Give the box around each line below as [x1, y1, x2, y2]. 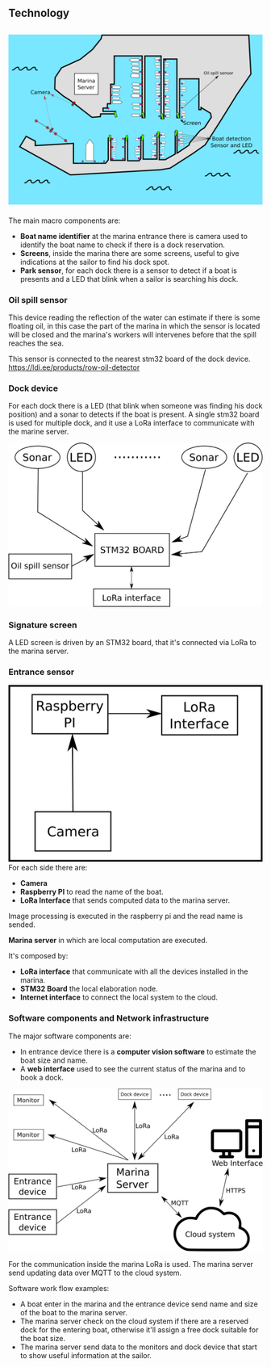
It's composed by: [8, 951, 69, 961]
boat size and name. [19, 1055, 88, 1065]
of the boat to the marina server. [19, 1307, 127, 1317]
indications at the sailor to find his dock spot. [19, 257, 170, 266]
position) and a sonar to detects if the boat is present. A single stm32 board [8, 409, 260, 419]
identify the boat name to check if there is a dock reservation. [19, 240, 226, 249]
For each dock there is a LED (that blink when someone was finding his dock [8, 401, 263, 411]
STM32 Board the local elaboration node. [19, 984, 159, 994]
